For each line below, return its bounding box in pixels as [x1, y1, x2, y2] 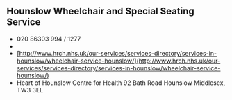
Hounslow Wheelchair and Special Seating [6, 6, 195, 17]
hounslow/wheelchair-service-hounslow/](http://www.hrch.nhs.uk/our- [16, 57, 221, 65]
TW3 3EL [16, 86, 44, 94]
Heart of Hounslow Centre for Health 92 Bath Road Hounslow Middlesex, [16, 79, 226, 87]
